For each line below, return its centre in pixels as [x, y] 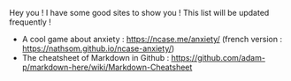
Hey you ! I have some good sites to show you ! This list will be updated [139, 13]
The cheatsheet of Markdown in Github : [96, 58]
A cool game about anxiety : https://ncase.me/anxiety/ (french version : [152, 39]
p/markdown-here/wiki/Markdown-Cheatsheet [107, 67]
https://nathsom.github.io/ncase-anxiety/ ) [98, 48]
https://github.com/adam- [218, 58]
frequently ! [30, 22]
